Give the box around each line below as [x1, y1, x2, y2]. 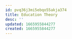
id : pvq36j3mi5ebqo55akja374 [5, 7, 67, 13]
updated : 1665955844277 [5, 21, 56, 27]
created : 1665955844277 [5, 26, 56, 31]
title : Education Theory [5, 12, 58, 17]
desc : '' [5, 17, 24, 22]
